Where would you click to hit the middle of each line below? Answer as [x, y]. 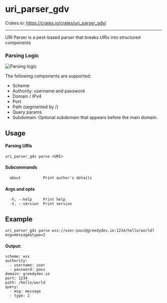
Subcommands [21, 167]
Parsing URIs [19, 146]
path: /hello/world [25, 283]
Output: [13, 246]
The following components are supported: [48, 76]
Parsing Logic [22, 55]
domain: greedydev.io [28, 274]
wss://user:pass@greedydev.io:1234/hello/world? [103, 231]
